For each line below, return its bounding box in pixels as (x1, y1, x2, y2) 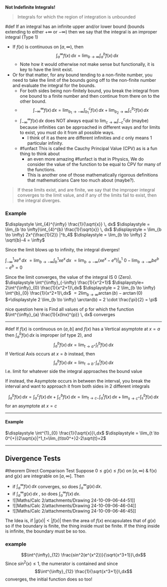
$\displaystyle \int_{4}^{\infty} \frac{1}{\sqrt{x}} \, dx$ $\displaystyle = (5, 221, 150, 227)
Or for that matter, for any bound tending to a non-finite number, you (12, 72, 153, 78)
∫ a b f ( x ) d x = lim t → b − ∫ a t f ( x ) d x (53, 359, 114, 367)
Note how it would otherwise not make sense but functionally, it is (19, 61, 155, 67)
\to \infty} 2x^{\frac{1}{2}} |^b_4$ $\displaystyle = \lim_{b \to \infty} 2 (5, 231, 147, 237)
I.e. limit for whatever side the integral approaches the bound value (5, 369, 143, 375)
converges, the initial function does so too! (5, 576, 93, 582)
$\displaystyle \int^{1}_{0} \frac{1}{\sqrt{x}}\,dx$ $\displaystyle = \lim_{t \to (5, 430, 160, 436)
